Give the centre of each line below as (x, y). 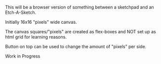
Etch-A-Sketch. (20, 12)
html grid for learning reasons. (36, 37)
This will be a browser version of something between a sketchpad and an (80, 7)
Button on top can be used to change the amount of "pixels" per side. (76, 46)
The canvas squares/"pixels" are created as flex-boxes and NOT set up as (81, 32)
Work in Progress (23, 56)
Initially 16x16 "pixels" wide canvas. (41, 22)
